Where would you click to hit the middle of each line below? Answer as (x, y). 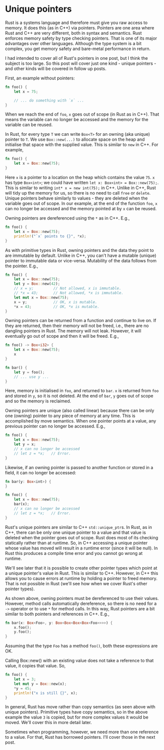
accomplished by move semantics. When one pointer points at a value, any (81, 421)
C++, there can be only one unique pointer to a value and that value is (75, 532)
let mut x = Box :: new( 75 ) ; (41, 298)
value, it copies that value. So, (35, 666)
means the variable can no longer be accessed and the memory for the (77, 120)
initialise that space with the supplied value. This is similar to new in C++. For (82, 145)
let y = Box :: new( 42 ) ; (37, 284)
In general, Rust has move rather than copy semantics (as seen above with (80, 707)
